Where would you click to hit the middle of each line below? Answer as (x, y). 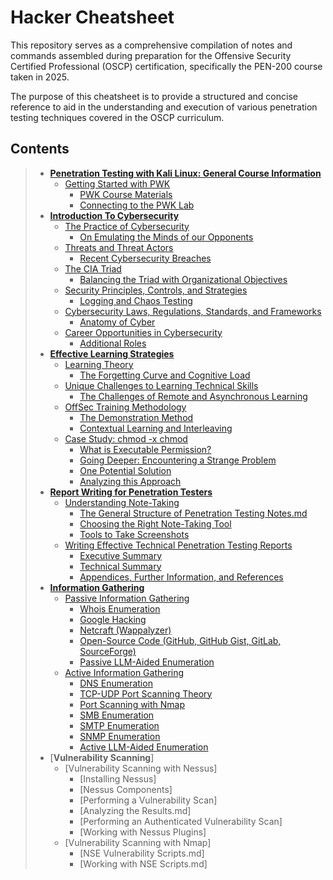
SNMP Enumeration (120, 736)
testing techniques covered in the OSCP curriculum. (117, 117)
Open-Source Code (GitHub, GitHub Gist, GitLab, (180, 640)
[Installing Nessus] (118, 778)
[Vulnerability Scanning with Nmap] (138, 842)
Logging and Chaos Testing (136, 300)
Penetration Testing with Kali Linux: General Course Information (185, 173)
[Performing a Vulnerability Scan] (148, 800)
